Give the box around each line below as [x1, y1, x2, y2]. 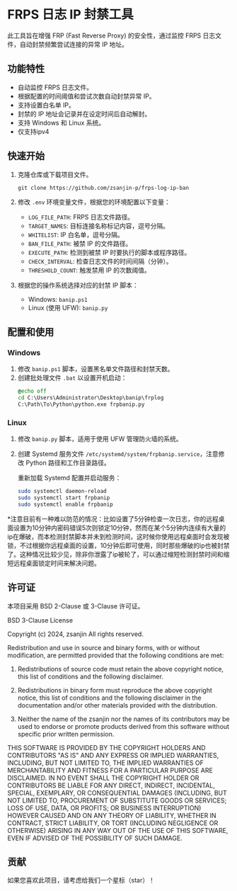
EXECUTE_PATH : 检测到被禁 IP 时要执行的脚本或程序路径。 [28, 248, 191, 256]
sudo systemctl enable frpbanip [17, 501, 113, 508]
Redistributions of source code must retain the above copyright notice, [17, 664, 224, 673]
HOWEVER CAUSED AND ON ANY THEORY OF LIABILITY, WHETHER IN [7, 811, 217, 819]
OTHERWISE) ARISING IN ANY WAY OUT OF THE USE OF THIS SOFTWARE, [7, 826, 229, 834]
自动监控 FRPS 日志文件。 [17, 83, 93, 91]
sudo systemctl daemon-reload [17, 488, 108, 495]
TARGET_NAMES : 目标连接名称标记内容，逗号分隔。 [28, 221, 170, 230]
